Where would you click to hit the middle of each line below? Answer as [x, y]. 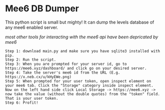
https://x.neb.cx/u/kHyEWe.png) [38, 77]
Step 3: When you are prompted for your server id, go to [66, 64]
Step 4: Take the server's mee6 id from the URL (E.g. [63, 72]
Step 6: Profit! [22, 103]
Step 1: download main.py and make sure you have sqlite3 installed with [83, 51]
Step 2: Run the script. [31, 59]
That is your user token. [32, 98]
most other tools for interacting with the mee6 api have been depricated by [82, 37]
